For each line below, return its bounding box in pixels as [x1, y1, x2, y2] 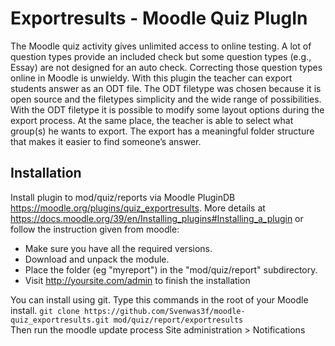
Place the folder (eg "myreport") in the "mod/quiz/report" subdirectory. [24, 263, 318, 276]
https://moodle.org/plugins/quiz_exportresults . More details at [10, 202, 266, 214]
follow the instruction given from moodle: [10, 223, 180, 235]
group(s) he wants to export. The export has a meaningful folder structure [10, 125, 315, 137]
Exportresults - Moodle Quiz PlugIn [10, 7, 308, 30]
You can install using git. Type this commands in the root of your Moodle [10, 293, 309, 306]
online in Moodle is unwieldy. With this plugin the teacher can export [10, 72, 293, 84]
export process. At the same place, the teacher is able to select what [10, 114, 294, 126]
